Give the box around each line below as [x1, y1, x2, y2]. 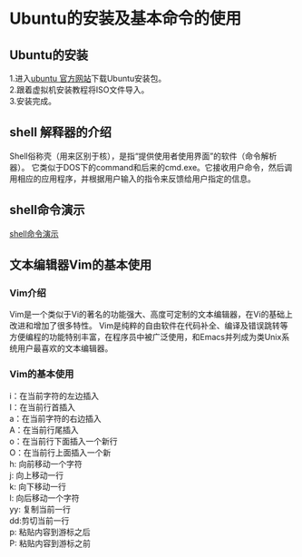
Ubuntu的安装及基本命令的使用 [9, 8, 242, 29]
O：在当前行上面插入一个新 [9, 446, 112, 458]
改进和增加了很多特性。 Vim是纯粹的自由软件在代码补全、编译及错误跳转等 [9, 320, 288, 331]
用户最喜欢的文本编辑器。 [16, 343, 113, 354]
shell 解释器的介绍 [9, 124, 112, 141]
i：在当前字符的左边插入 [9, 390, 100, 401]
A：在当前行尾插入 [9, 424, 79, 435]
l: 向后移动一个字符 [9, 492, 80, 503]
